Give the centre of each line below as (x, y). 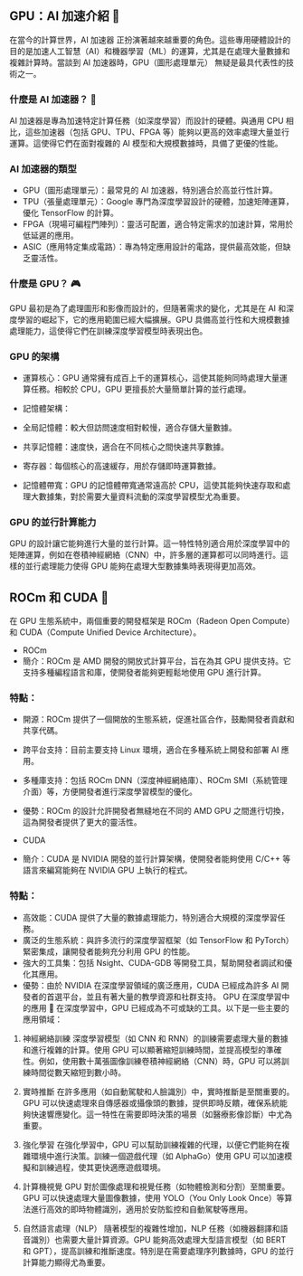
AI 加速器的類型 (43, 169)
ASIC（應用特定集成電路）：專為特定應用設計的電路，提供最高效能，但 (152, 247)
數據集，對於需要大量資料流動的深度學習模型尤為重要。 (142, 496)
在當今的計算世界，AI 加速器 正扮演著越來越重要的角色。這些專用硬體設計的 (150, 40)
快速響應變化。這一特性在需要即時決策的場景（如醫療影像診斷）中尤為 (161, 1114)
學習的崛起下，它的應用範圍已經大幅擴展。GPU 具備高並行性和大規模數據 (153, 319)
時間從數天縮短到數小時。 (78, 1072)
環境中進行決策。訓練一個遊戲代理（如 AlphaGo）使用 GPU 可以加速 (157, 1156)
